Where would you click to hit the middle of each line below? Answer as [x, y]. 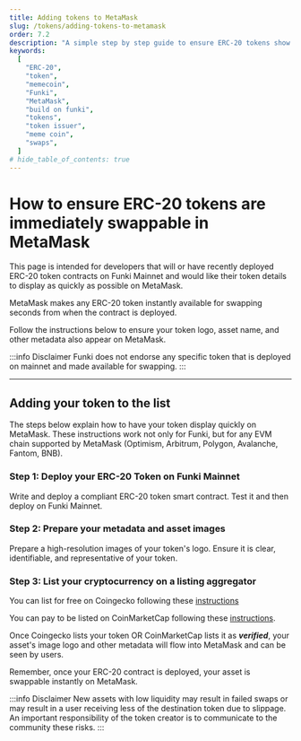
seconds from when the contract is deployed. [93, 313]
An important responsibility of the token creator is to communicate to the [143, 718]
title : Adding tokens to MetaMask [74, 17]
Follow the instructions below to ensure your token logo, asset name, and [144, 330]
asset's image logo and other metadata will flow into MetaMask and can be [148, 645]
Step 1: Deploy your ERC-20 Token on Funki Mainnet [125, 476]
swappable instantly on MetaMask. [74, 682]
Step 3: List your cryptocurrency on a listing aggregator [133, 581]
